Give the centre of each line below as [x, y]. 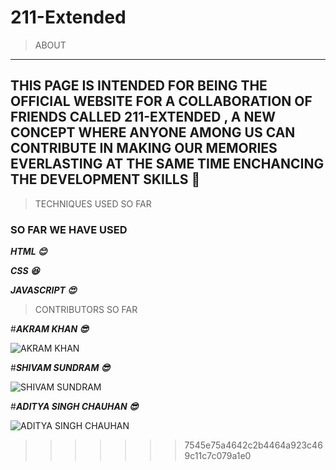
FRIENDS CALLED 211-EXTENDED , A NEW [143, 117]
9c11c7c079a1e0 [218, 456]
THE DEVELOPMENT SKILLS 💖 [105, 179]
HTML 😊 [29, 252]
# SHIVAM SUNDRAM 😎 [60, 368]
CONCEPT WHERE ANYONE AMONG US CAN [153, 132]
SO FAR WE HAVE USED [69, 229]
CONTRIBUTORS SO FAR [86, 310]
